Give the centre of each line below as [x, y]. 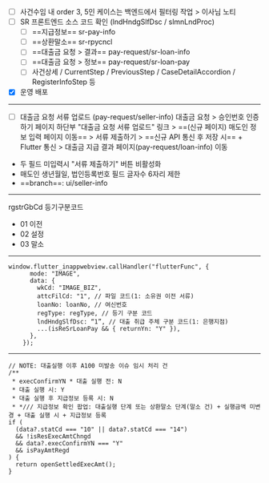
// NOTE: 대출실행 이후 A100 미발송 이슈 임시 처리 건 [88, 366]
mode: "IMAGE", [55, 274]
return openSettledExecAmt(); [66, 464]
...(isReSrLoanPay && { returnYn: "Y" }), [109, 328]
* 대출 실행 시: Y [38, 390]
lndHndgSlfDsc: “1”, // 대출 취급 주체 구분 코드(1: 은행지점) [133, 322]
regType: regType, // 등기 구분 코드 [95, 313]
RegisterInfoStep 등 [64, 82]
